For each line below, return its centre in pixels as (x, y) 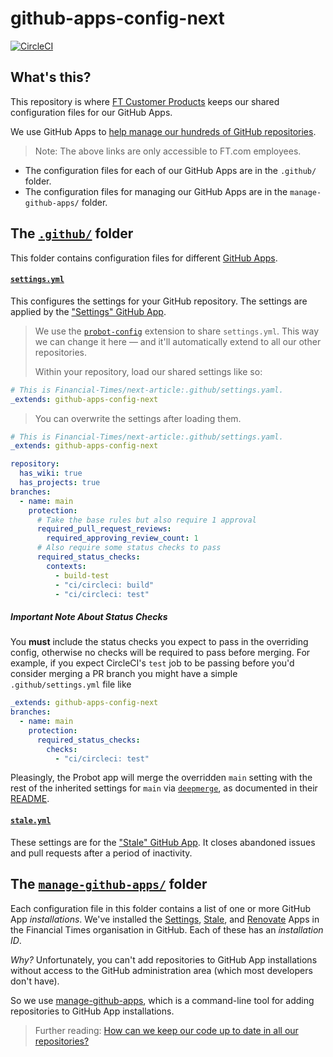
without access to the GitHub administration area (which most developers (161, 970)
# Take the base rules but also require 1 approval (146, 520)
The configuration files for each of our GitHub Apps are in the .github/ (170, 170)
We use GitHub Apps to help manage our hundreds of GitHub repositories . (163, 131)
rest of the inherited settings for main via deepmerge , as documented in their (164, 788)
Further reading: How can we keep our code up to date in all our (166, 1030)
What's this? (51, 77)
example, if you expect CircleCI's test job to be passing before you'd (152, 663)
